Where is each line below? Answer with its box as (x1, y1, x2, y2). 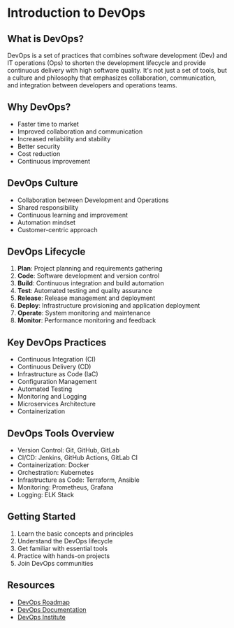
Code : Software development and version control (17, 271, 160, 280)
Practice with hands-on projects (17, 551, 110, 560)
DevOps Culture (7, 177, 78, 190)
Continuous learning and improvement (17, 210, 128, 219)
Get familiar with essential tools (17, 544, 108, 552)
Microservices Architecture (17, 400, 96, 408)
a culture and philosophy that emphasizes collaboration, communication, (7, 73, 217, 82)
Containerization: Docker (17, 461, 89, 469)
